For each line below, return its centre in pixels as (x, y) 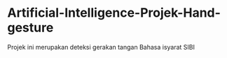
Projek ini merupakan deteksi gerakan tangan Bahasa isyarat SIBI (101, 47)
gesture (30, 28)
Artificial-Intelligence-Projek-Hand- (114, 13)
